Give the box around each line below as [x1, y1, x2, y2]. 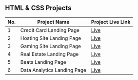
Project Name [37, 18, 70, 25]
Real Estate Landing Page [20, 51, 79, 57]
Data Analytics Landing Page [20, 66, 87, 73]
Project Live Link [91, 18, 131, 25]
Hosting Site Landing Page [20, 34, 81, 41]
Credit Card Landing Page [20, 27, 79, 33]
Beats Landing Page [20, 58, 67, 65]
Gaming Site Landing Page [20, 43, 81, 50]
